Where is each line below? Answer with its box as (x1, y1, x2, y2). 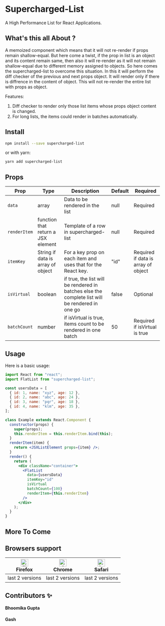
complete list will (63, 294, 103, 301)
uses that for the (63, 261, 102, 268)
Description (71, 187, 100, 194)
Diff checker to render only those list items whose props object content (12, 103, 157, 109)
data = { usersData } (27, 473, 63, 478)
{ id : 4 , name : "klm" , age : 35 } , (9, 404, 80, 409)
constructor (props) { (9, 422, 54, 427)
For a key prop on (63, 249, 105, 256)
